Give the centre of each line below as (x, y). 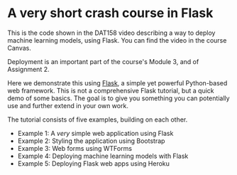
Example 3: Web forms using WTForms (75, 148)
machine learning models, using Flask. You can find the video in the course (117, 40)
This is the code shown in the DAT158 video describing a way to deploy (111, 33)
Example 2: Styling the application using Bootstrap (91, 141)
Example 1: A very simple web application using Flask (95, 133)
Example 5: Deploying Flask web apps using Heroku (94, 163)
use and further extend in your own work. (68, 105)
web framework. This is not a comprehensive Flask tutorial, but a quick (111, 90)
